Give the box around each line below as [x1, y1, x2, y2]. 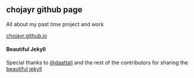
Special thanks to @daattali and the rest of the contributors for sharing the [6, 59, 189, 66]
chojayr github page [6, 5, 83, 15]
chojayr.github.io [6, 32, 48, 39]
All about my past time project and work [6, 20, 104, 27]
